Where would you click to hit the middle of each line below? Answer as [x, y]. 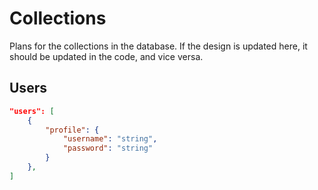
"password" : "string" [108, 148]
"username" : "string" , [110, 139]
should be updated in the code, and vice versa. [106, 56]
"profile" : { [72, 130]
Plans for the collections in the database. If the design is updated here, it [158, 46]
